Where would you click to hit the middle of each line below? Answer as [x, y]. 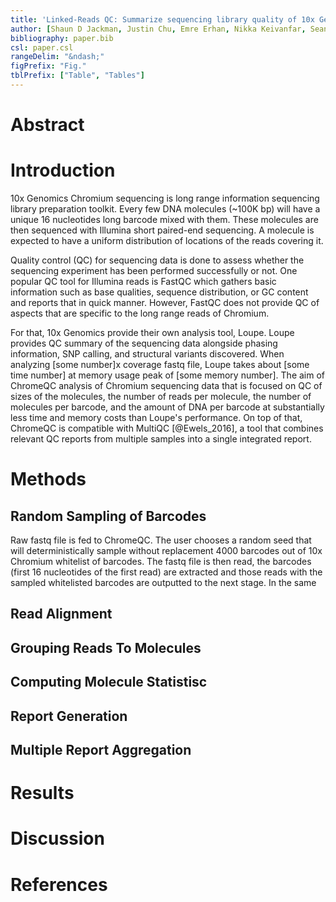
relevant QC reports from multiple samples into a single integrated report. [161, 439]
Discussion [57, 838]
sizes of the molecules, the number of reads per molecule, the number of [161, 396]
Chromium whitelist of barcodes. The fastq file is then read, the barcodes [161, 561]
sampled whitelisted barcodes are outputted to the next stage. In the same [163, 582]
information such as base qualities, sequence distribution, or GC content [159, 292]
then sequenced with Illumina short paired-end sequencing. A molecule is [162, 230]
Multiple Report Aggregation [101, 749]
